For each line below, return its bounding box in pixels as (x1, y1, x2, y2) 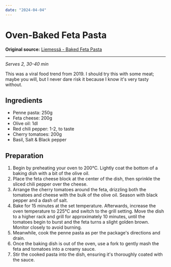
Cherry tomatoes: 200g (12, 131, 62, 137)
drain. (12, 235, 25, 242)
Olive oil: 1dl (12, 121, 38, 127)
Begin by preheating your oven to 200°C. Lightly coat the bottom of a (12, 165, 158, 171)
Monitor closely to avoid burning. (12, 224, 82, 230)
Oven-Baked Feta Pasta (5, 29, 107, 41)
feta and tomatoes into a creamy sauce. (12, 246, 96, 252)
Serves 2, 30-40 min (5, 61, 49, 67)
